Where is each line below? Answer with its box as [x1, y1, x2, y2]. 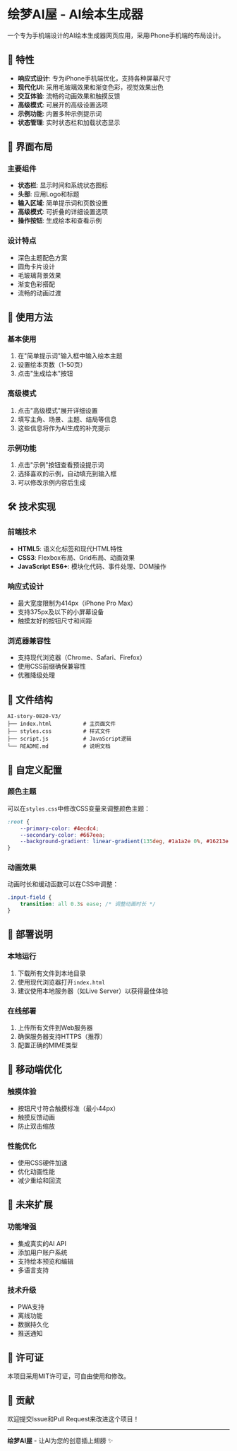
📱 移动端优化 [7, 1064, 62, 1076]
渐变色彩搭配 [17, 280, 55, 288]
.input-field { [7, 894, 52, 901]
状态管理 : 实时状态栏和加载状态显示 [17, 118, 121, 127]
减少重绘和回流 [17, 1176, 61, 1185]
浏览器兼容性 [7, 635, 51, 645]
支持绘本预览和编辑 [17, 1257, 74, 1265]
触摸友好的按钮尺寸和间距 [17, 616, 92, 625]
